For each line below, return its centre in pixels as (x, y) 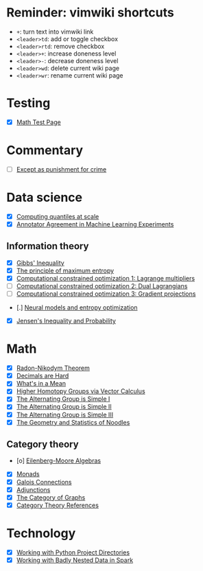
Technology (41, 533)
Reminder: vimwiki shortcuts (90, 13)
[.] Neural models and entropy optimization (77, 307)
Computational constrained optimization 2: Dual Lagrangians (102, 286)
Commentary (45, 151)
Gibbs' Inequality (40, 263)
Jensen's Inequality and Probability (66, 321)
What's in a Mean (41, 384)
